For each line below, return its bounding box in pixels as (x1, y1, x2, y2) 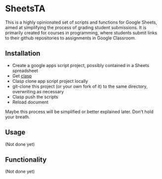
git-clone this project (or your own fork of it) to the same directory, (12, 83, 148, 89)
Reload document (12, 99, 48, 105)
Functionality (5, 155, 47, 164)
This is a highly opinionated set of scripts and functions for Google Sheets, (5, 19, 157, 25)
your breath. (5, 114, 31, 120)
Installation (5, 49, 40, 58)
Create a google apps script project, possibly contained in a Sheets (12, 62, 150, 68)
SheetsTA (5, 3, 45, 14)
